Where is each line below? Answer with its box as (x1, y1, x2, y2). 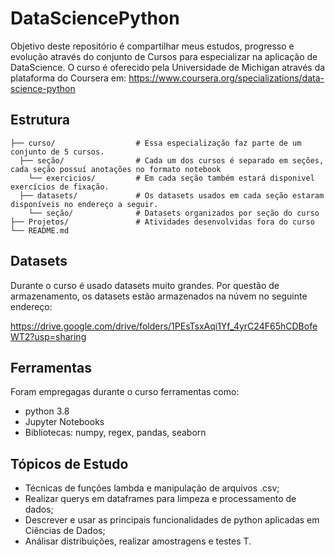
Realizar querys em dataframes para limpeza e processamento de (24, 493, 297, 505)
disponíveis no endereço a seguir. (10, 199, 159, 209)
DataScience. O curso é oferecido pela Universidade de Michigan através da (10, 61, 326, 73)
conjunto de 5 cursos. (10, 147, 105, 157)
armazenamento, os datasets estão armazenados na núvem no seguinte (10, 290, 308, 302)
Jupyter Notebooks (24, 416, 105, 428)
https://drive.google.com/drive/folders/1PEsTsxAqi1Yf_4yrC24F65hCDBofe (10, 320, 318, 332)
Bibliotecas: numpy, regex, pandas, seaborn (24, 427, 207, 439)
